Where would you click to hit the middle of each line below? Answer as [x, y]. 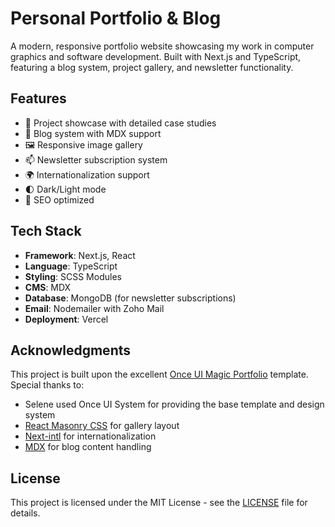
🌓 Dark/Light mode [65, 189]
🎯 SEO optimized [59, 199]
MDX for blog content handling [88, 447]
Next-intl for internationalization [90, 436]
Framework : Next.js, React [80, 255]
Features [38, 98]
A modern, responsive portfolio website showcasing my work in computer [162, 46]
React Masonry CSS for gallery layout [102, 426]
